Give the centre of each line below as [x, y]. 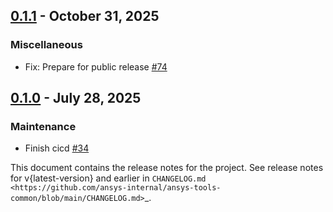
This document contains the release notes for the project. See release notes [167, 168]
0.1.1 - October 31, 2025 [85, 16]
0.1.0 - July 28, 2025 [76, 98]
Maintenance [43, 126]
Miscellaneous [46, 45]
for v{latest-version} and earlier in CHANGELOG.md [108, 178]
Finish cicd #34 [57, 148]
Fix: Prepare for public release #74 [96, 66]
